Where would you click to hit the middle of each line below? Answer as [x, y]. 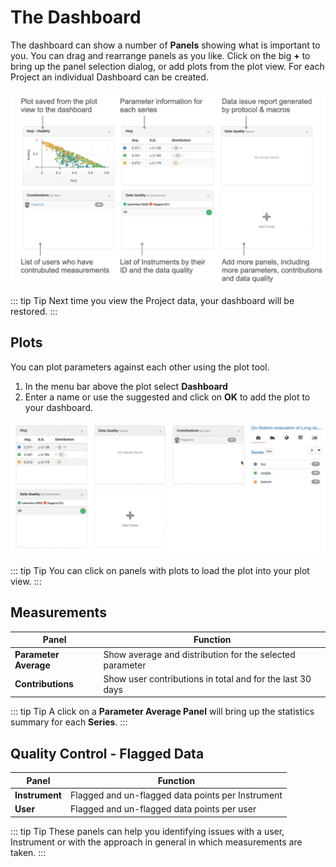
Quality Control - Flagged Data [107, 753]
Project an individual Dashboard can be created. [109, 77]
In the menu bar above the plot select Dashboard [126, 386]
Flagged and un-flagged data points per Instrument [176, 795]
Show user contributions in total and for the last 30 [207, 678]
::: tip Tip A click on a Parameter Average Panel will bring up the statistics [162, 712]
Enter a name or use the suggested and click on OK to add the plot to [167, 397]
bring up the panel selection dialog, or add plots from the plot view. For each [167, 66]
